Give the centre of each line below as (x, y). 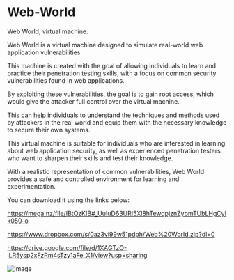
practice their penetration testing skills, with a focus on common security (112, 73)
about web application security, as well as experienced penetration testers (114, 150)
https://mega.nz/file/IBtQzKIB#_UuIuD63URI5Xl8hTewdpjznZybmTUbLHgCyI (117, 213)
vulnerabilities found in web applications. (66, 80)
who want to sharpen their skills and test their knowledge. (90, 158)
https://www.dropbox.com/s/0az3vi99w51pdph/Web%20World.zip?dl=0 (111, 234)
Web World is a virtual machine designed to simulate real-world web (105, 45)
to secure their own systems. (49, 130)
